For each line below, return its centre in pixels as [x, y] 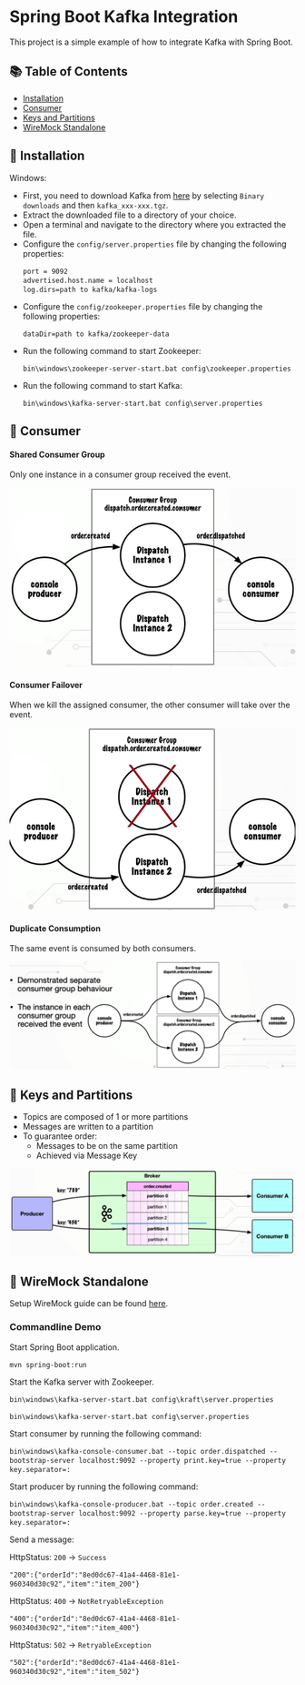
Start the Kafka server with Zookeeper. [82, 1382]
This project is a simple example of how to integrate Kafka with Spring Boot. [151, 42]
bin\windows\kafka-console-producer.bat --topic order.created [132, 1504]
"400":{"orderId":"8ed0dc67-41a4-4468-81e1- [95, 1619]
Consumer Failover [46, 685]
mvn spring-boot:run [49, 1365]
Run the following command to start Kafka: [103, 385]
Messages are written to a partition [88, 1127]
